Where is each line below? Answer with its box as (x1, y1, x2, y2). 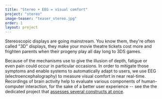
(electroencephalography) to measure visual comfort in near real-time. (5, 73, 146, 79)
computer (5, 84, 25, 89)
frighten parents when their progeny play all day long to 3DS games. (5, 49, 142, 55)
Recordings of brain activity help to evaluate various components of (5, 78, 141, 85)
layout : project (5, 25, 38, 30)
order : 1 (5, 20, 23, 26)
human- (141, 78, 158, 85)
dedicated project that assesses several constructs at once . (5, 89, 125, 95)
